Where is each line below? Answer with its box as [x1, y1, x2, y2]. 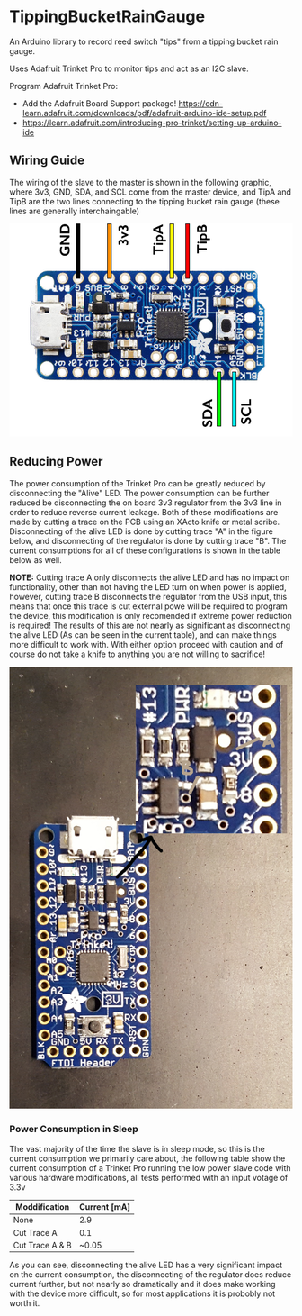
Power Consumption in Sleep [9, 1123, 139, 1136]
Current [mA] [79, 1202, 130, 1212]
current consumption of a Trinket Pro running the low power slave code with [9, 1162, 291, 1173]
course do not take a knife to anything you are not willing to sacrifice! [9, 649, 266, 659]
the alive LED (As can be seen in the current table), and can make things [9, 629, 277, 640]
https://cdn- [178, 97, 223, 109]
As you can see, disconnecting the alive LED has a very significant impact [9, 1259, 283, 1271]
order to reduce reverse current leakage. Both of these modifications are [9, 506, 279, 517]
